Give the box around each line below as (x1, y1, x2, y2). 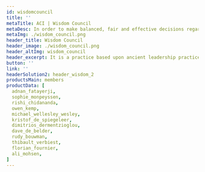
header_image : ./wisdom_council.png (6, 43, 99, 49)
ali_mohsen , (12, 151, 43, 157)
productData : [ (6, 83, 45, 89)
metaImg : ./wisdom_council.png (6, 32, 86, 38)
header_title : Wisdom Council (6, 37, 84, 43)
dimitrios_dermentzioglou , (12, 123, 81, 129)
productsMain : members (6, 77, 64, 83)
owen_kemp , (12, 105, 40, 112)
